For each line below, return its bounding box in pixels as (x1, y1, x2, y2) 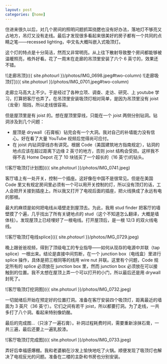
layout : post (5, 7, 32, 12)
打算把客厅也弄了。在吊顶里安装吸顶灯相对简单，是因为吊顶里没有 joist (13, 95, 159, 101)
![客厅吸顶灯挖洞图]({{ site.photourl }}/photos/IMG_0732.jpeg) (5, 286, 132, 292)
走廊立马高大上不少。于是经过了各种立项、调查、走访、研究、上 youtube (5, 89, 154, 95)
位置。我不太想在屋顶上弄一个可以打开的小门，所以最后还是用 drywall (18, 269, 161, 275)
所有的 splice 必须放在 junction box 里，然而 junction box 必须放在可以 (9, 263, 154, 269)
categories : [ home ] (5, 12, 46, 17)
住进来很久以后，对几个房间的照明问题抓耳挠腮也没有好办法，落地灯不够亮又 (5, 26, 162, 32)
